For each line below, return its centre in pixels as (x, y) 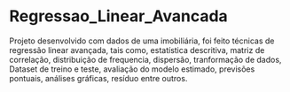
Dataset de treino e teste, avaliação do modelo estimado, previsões (132, 69)
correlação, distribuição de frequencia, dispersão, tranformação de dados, (145, 59)
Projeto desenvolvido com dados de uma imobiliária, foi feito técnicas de (142, 41)
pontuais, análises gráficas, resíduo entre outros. (98, 78)
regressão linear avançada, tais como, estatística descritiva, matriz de (137, 50)
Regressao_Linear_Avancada (118, 16)
